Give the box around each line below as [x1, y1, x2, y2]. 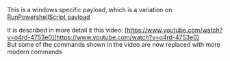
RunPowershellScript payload [7, 13, 90, 21]
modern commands [7, 47, 63, 56]
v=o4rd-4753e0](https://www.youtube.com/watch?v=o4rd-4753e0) [7, 33, 200, 41]
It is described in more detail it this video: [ [7, 26, 127, 34]
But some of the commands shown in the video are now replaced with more [7, 41, 220, 48]
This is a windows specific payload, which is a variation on [7, 6, 172, 14]
